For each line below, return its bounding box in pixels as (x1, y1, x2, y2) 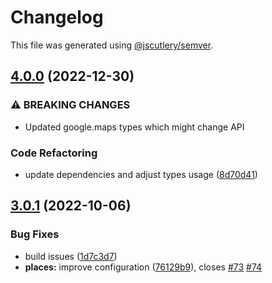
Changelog (10, 6, 104, 29)
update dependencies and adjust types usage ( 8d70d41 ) (24, 168, 258, 180)
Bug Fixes (10, 227, 60, 241)
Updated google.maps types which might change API (24, 121, 245, 133)
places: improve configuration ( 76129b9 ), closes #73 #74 (24, 261, 263, 273)
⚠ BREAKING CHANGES (10, 98, 131, 112)
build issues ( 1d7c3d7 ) (24, 250, 118, 262)
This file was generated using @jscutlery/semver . (10, 39, 214, 51)
